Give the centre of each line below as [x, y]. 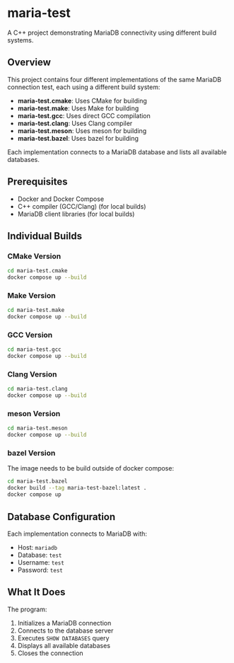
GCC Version [30, 335]
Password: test [40, 570]
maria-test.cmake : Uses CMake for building [82, 100]
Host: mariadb [37, 547]
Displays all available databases [64, 645]
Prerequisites [37, 182]
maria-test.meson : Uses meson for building [82, 131]
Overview [29, 63]
